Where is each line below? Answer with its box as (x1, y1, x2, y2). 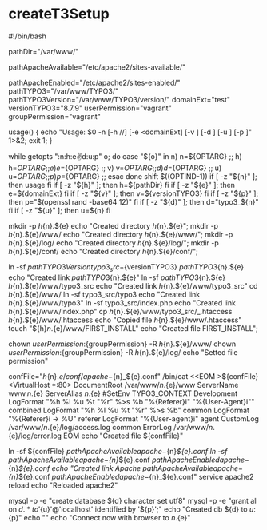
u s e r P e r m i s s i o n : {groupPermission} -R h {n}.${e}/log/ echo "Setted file (8, 347, 238, 357)
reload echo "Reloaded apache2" (8, 480, 118, 490)
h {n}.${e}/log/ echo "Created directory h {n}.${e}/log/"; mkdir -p (8, 237, 220, 248)
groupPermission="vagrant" (8, 111, 102, 121)
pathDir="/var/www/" (8, 46, 79, 56)
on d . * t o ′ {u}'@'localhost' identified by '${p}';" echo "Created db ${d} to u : (8, 504, 256, 514)
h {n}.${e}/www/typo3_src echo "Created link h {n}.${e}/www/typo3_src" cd (8, 281, 258, 290)
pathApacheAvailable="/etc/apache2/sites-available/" (8, 62, 186, 72)
